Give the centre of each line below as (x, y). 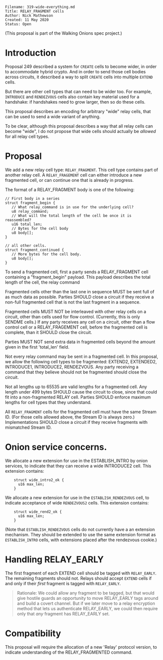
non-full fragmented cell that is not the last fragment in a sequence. (73, 302)
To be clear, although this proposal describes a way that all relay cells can (79, 126)
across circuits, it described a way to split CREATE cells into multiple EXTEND (79, 77)
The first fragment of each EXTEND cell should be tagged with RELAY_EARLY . (81, 573)
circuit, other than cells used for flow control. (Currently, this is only (72, 317)
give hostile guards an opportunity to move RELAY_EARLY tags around (88, 598)
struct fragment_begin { (30, 203)
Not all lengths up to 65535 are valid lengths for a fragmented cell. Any (76, 387)
